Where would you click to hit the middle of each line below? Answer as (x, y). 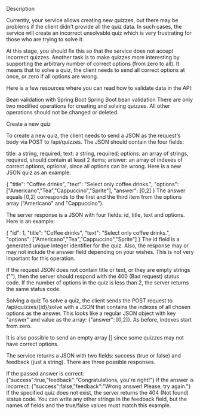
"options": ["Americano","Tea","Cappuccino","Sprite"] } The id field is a (93, 239)
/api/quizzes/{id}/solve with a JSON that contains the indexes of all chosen (99, 307)
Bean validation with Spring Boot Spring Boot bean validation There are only (99, 99)
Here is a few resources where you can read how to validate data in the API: (99, 88)
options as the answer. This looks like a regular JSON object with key (91, 313)
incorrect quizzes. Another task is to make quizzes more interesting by (93, 57)
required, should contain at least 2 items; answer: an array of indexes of (95, 160)
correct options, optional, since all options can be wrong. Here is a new (94, 166)
